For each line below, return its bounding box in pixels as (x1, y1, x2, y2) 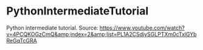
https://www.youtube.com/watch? (99, 24, 185, 31)
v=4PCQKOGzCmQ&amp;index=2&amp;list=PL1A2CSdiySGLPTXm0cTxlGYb (6, 30, 197, 37)
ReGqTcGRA (6, 37, 38, 44)
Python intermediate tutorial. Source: (6, 24, 98, 31)
